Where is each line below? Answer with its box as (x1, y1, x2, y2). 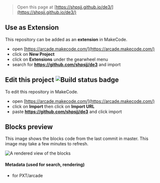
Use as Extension (5, 23, 59, 32)
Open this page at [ (17, 4, 56, 10)
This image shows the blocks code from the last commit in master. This (5, 136, 149, 141)
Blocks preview (5, 123, 53, 131)
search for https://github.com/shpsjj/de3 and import (12, 61, 121, 68)
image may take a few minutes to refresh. (5, 141, 89, 147)
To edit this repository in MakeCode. (5, 89, 78, 94)
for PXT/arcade (12, 172, 43, 178)
